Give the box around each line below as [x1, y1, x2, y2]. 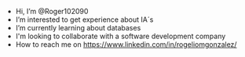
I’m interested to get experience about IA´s [15, 15, 154, 24]
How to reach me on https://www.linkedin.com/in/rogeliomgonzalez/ [15, 40, 237, 49]
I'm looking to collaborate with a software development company [15, 31, 226, 41]
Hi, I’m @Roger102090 [15, 7, 89, 16]
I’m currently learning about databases [15, 23, 141, 32]
